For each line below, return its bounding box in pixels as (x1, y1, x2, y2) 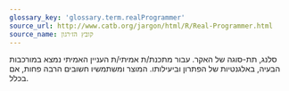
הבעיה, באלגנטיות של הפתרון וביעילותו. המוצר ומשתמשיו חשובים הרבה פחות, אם (9, 63, 281, 74)
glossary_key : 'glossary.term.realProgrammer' (9, 12, 186, 22)
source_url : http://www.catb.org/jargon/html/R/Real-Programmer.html (9, 21, 274, 30)
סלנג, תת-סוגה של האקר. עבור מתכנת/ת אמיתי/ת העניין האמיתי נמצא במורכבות (9, 54, 278, 65)
